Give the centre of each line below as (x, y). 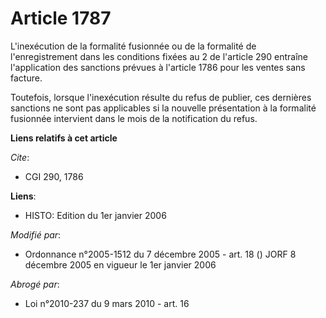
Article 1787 (61, 18)
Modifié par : (36, 234)
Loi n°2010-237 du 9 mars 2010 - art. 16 (107, 303)
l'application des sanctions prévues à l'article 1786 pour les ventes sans (158, 67)
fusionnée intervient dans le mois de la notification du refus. (134, 118)
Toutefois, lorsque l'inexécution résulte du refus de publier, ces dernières (161, 97)
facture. (26, 78)
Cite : (20, 157)
